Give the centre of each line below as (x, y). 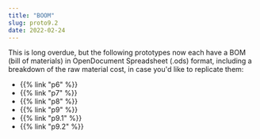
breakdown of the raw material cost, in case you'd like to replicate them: (126, 69)
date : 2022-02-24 (37, 30)
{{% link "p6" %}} (49, 85)
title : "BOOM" (32, 15)
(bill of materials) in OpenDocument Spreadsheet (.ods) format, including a (130, 61)
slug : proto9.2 (33, 23)
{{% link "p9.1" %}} (51, 118)
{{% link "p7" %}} (48, 93)
